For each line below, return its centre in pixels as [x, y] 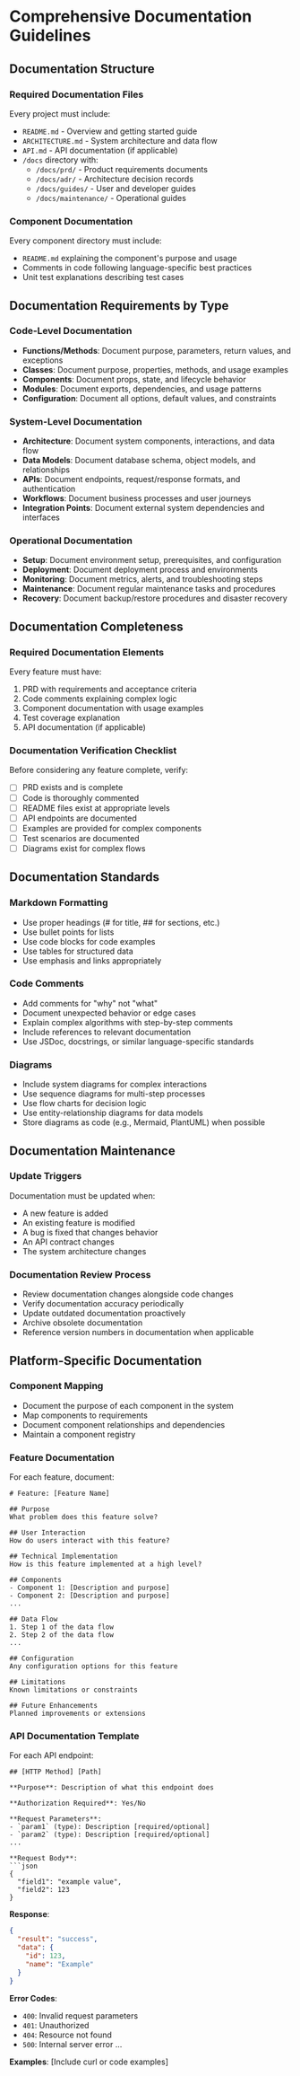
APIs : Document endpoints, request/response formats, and [131, 479]
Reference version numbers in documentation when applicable [138, 1333]
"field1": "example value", [70, 1882]
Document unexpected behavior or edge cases [109, 1013]
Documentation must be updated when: [82, 1195]
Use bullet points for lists [68, 932]
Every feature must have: [56, 672]
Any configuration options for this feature [94, 1667]
